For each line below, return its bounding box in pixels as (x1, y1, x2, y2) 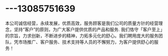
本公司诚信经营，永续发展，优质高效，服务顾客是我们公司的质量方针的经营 (5, 20, 158, 26)
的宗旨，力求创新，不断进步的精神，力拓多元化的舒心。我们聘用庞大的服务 (5, 32, 158, 38)
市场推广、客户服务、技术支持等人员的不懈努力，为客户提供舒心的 (18, 38, 154, 45)
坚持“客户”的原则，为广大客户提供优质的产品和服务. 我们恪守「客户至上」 (13, 26, 163, 32)
